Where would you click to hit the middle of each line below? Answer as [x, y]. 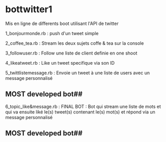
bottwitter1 [29, 9]
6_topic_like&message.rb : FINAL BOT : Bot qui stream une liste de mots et [83, 106]
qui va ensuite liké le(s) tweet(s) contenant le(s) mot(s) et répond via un [80, 112]
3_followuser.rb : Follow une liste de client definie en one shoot [71, 53]
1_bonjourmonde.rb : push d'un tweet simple [52, 33]
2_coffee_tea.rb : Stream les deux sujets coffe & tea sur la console [75, 43]
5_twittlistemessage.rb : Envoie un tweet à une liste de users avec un [78, 73]
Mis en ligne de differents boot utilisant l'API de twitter [62, 23]
